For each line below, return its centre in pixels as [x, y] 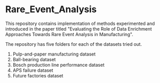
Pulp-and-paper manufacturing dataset [54, 54]
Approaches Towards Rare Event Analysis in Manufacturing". [69, 34]
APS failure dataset [33, 70]
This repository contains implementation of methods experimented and [80, 23]
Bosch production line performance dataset [59, 65]
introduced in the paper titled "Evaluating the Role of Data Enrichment [79, 29]
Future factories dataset [38, 75]
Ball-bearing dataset [34, 59]
